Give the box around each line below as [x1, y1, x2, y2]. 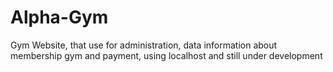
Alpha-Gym [10, 6, 109, 29]
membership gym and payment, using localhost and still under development [10, 49, 323, 61]
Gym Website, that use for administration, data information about [10, 39, 278, 51]
